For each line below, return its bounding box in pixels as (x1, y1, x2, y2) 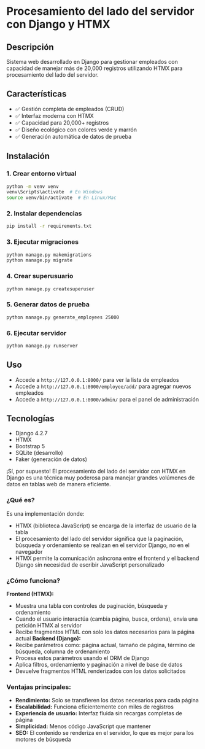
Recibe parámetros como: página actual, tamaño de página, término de (15, 642, 195, 649)
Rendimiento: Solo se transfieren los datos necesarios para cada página (15, 697, 199, 704)
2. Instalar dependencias (6, 209, 82, 218)
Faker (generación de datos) (15, 456, 88, 463)
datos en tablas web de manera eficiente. (6, 481, 112, 488)
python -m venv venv (6, 183, 60, 190)
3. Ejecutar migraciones (6, 238, 79, 246)
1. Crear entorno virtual (6, 169, 77, 178)
